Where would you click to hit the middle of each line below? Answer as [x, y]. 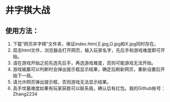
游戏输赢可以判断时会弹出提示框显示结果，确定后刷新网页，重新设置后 [87, 69]
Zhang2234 [25, 94]
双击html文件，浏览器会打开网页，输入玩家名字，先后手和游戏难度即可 [87, 50]
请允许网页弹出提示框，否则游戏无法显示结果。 [62, 82]
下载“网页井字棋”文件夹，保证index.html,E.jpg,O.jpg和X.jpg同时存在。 [86, 44]
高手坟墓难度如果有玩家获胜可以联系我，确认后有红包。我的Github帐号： [89, 88]
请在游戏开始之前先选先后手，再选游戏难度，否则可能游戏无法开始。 [84, 63]
